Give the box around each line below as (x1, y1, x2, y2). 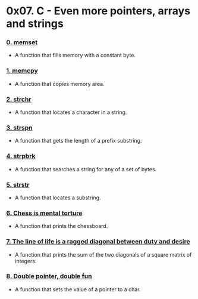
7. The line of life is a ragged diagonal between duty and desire (6, 238, 190, 246)
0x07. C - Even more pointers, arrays (6, 4, 191, 18)
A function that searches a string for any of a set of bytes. (14, 165, 157, 172)
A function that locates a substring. (14, 194, 101, 201)
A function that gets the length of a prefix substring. (14, 137, 142, 144)
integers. (14, 257, 37, 264)
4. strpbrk (6, 152, 36, 161)
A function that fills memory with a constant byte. (14, 52, 136, 59)
